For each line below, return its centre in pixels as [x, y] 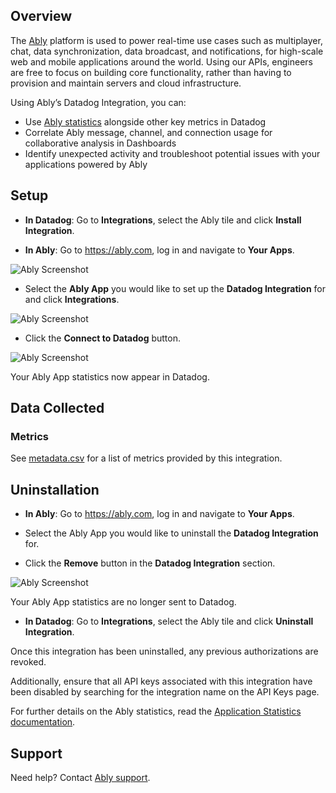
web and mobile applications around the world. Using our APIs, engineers [161, 61]
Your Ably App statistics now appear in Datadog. [110, 376]
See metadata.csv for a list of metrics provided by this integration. [146, 458]
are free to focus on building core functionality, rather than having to [151, 72]
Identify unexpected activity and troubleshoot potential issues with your [172, 153]
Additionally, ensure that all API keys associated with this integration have [161, 681]
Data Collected [57, 408]
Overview [41, 16]
